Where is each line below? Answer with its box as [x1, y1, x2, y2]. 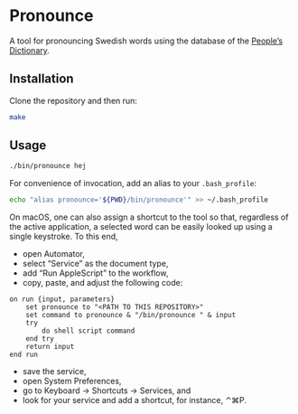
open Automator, [22, 249, 86, 259]
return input [25, 343, 75, 352]
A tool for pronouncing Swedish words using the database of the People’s [9, 35, 283, 46]
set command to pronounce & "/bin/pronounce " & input [25, 311, 237, 320]
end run [9, 350, 39, 360]
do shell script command [42, 326, 135, 335]
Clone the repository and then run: [9, 95, 138, 106]
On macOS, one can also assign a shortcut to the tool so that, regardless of [9, 212, 289, 222]
